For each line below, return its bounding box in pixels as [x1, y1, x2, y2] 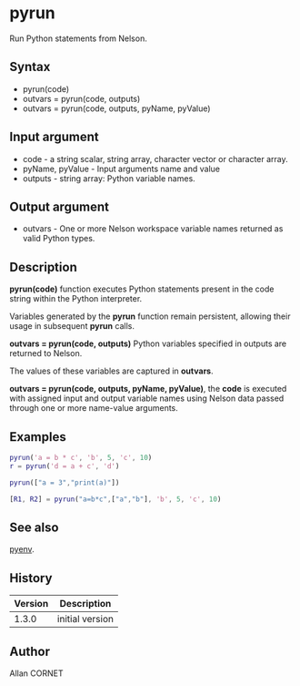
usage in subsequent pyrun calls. [9, 321, 135, 332]
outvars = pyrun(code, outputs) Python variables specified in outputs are [9, 338, 287, 349]
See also [9, 519, 59, 535]
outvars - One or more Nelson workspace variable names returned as [22, 223, 284, 234]
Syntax [9, 59, 51, 75]
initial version [57, 613, 114, 626]
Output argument [9, 199, 109, 214]
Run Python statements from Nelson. [9, 33, 147, 44]
